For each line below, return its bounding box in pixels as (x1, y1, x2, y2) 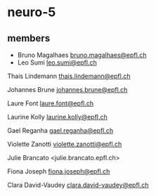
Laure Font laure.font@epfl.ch (7, 99, 94, 107)
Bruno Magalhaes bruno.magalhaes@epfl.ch (17, 51, 147, 59)
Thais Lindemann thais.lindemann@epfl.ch (7, 72, 131, 80)
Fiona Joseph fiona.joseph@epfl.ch (7, 167, 110, 176)
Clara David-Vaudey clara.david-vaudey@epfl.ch (7, 181, 149, 189)
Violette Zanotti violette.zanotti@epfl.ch (7, 140, 122, 148)
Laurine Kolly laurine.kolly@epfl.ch (7, 113, 108, 121)
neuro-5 (7, 4, 56, 20)
